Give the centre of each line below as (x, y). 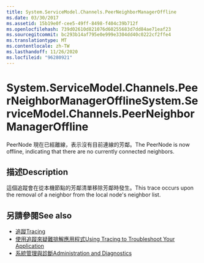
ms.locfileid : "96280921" (39, 57)
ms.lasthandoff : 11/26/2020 (42, 52)
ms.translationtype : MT (37, 40)
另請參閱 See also (39, 216)
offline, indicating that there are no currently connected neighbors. (90, 151)
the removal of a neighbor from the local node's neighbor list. (84, 195)
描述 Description (37, 172)
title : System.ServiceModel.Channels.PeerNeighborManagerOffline (91, 12)
